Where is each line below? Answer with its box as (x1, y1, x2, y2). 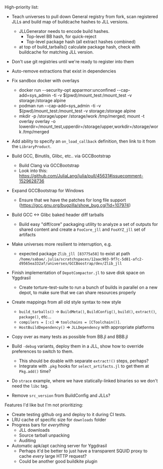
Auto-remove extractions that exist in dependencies (11, 68, 117, 74)
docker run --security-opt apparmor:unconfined (19, 87, 116, 93)
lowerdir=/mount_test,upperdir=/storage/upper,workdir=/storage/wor (19, 123, 159, 129)
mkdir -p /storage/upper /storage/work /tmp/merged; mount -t (19, 113, 145, 119)
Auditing (19, 438, 36, 443)
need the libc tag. (11, 383, 49, 389)
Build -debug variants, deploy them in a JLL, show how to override (11, 343, 144, 349)
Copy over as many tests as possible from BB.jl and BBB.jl (11, 334, 128, 340)
